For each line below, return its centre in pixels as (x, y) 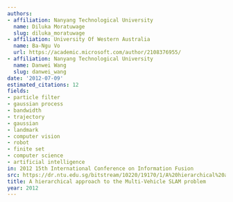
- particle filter (34, 98)
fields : (18, 91)
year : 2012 (23, 188)
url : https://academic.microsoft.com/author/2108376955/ (97, 53)
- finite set (26, 149)
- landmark (23, 130)
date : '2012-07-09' (35, 78)
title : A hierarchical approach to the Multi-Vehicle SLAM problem (107, 181)
